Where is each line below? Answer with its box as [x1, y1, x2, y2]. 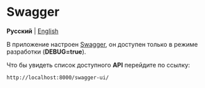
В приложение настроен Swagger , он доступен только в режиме [6, 40, 198, 48]
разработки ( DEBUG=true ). [6, 47, 87, 56]
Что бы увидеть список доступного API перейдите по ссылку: [6, 60, 190, 69]
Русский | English [6, 27, 59, 35]
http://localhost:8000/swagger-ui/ [6, 74, 109, 81]
